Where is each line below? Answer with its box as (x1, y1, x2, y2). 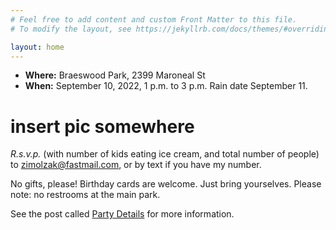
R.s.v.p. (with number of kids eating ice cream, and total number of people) (10, 148, 320, 160)
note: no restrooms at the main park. (10, 189, 161, 201)
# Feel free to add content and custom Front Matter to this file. (10, 14, 298, 25)
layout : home (10, 42, 65, 52)
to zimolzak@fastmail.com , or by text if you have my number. (10, 159, 262, 171)
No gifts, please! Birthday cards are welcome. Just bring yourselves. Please (10, 178, 322, 190)
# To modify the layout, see (10, 24, 132, 34)
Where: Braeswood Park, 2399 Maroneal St (24, 69, 206, 81)
